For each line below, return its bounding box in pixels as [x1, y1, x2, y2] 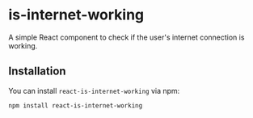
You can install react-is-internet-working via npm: [8, 86, 180, 95]
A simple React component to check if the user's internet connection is [8, 32, 245, 42]
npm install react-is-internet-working [8, 101, 143, 110]
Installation [8, 65, 66, 78]
